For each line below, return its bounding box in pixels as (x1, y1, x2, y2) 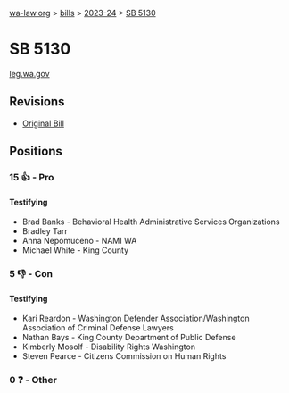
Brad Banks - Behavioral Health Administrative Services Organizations (21, 216, 280, 227)
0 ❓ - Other (9, 374, 58, 387)
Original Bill (21, 118, 65, 129)
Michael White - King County (21, 245, 129, 255)
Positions (9, 144, 62, 159)
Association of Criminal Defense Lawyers (21, 322, 174, 333)
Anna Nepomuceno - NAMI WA (21, 236, 137, 247)
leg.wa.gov (9, 68, 51, 79)
